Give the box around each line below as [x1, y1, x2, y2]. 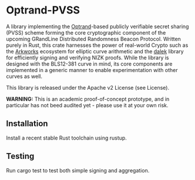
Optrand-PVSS [6, 4, 80, 17]
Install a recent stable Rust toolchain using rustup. [6, 134, 127, 141]
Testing [6, 151, 35, 161]
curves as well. [6, 73, 43, 80]
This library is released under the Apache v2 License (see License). [6, 84, 170, 91]
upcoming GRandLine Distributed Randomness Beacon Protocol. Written [6, 35, 181, 42]
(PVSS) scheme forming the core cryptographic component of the [6, 29, 166, 36]
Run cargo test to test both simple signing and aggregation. [6, 167, 150, 174]
